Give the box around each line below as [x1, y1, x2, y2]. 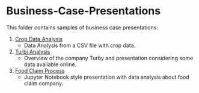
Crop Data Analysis [14, 35, 63, 42]
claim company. [23, 79, 64, 87]
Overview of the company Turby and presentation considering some [23, 54, 194, 61]
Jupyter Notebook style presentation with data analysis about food [23, 73, 189, 80]
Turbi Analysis [14, 48, 51, 55]
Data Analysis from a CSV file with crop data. [23, 42, 136, 49]
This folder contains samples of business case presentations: [6, 24, 158, 31]
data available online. [23, 61, 77, 68]
